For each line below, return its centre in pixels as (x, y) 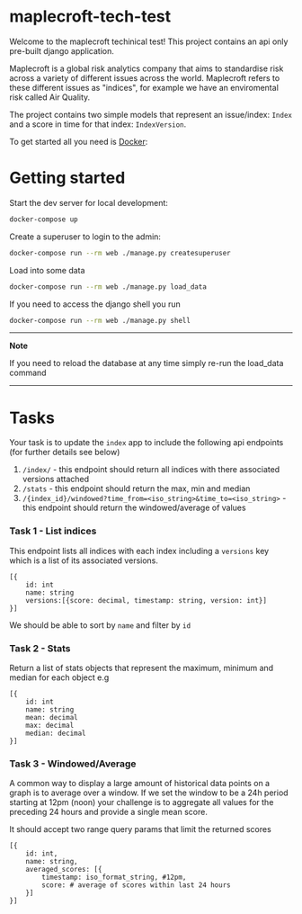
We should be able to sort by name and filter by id (100, 625)
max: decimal (50, 725)
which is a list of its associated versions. (84, 560)
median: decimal (56, 733)
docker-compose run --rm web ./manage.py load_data (108, 287)
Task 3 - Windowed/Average (73, 764)
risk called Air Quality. (50, 97)
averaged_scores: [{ (64, 870)
